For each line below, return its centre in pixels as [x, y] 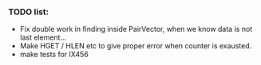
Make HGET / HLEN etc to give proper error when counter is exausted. [136, 46]
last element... [43, 37]
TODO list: [29, 12]
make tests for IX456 [54, 55]
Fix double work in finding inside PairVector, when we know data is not [136, 29]
